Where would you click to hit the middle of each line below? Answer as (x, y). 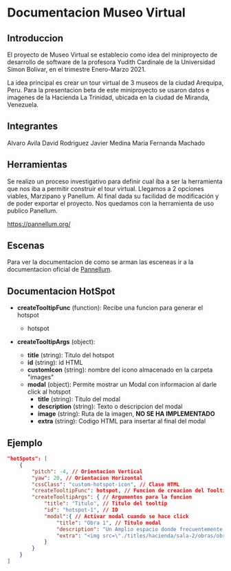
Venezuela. (23, 104)
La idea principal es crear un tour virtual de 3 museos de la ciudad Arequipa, (115, 83)
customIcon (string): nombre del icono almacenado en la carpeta (120, 370)
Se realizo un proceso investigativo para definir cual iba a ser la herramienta (115, 181)
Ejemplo (25, 443)
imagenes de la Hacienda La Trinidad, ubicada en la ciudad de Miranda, (109, 97)
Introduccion (35, 38)
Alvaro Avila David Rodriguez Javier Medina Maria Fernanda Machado (106, 143)
